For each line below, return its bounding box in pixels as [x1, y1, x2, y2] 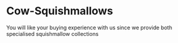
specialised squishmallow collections [6, 30, 99, 37]
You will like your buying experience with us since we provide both [6, 24, 173, 31]
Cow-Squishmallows [6, 4, 113, 18]
